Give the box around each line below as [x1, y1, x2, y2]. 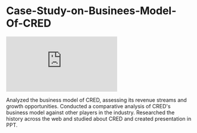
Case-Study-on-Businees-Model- [6, 4, 177, 18]
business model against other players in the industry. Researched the [6, 109, 175, 116]
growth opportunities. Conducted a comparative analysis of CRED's [6, 102, 171, 109]
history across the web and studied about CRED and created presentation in [6, 115, 192, 122]
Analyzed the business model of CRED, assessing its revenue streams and [6, 96, 188, 104]
